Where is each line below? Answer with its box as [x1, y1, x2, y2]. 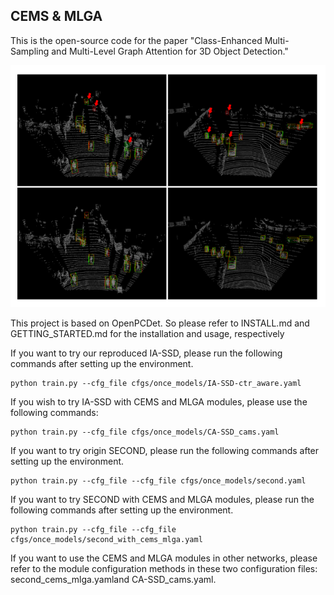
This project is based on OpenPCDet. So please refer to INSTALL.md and [10, 317, 310, 329]
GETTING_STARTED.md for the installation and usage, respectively [10, 327, 285, 339]
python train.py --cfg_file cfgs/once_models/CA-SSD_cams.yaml [10, 427, 280, 437]
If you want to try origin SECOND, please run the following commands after [10, 444, 320, 456]
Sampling [10, 45, 50, 57]
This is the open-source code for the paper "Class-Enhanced [10, 34, 263, 46]
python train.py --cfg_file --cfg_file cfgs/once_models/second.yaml [10, 475, 307, 486]
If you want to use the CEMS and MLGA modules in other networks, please [10, 552, 318, 564]
